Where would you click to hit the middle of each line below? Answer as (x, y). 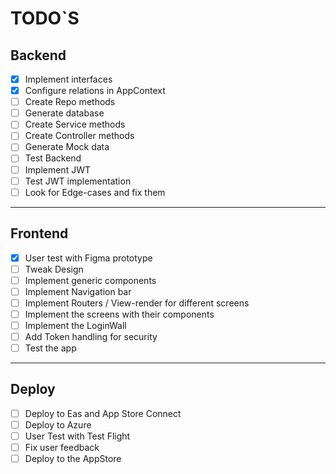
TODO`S (45, 18)
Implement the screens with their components (119, 314)
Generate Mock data (67, 147)
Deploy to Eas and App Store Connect (103, 413)
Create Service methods (75, 124)
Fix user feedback (62, 448)
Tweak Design (54, 269)
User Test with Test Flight (77, 436)
